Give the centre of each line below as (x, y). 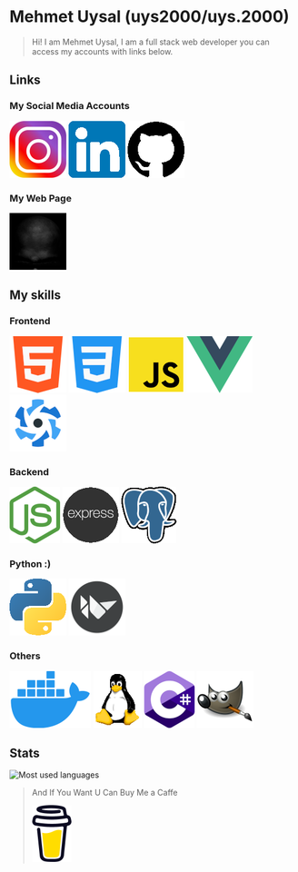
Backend (30, 471)
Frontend (30, 322)
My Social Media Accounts (70, 106)
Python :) (30, 563)
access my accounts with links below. (102, 51)
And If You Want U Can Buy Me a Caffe (104, 793)
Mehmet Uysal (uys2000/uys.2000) (149, 17)
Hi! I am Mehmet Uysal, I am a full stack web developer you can (150, 42)
